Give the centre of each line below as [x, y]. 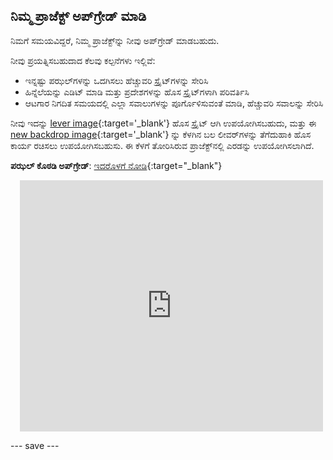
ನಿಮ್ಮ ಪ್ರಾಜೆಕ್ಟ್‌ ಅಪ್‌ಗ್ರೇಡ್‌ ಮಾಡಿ [78, 16]
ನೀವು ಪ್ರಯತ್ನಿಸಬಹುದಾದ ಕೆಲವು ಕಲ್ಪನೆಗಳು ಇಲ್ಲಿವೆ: [83, 60]
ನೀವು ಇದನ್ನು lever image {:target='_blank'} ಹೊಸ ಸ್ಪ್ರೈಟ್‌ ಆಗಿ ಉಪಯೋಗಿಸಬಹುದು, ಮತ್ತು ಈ [163, 123]
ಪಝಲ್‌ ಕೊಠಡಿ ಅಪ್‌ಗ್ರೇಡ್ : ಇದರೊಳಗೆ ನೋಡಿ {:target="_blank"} [116, 165]
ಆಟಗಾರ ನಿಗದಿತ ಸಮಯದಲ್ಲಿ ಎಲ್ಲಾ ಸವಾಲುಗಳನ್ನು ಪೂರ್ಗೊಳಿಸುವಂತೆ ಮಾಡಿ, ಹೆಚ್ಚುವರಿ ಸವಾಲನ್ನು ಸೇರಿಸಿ [174, 103]
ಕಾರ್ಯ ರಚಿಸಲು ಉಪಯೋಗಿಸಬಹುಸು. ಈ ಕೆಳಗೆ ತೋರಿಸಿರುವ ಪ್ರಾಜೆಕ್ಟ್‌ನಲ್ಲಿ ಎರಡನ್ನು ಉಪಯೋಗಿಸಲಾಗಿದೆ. [162, 145]
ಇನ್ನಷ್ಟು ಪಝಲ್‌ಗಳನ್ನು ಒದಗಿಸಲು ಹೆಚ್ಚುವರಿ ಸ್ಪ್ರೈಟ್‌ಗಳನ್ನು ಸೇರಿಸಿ [116, 80]
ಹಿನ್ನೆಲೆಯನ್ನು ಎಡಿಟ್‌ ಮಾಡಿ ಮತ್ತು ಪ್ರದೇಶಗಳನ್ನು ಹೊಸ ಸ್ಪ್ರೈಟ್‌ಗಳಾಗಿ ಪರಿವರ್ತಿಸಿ [137, 91]
